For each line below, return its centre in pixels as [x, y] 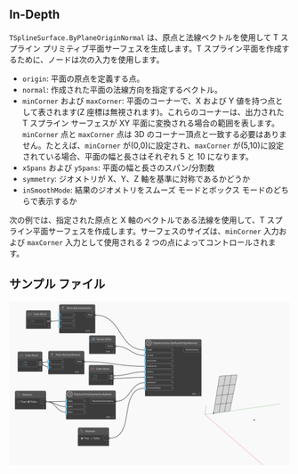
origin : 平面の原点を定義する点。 [83, 78]
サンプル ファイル [57, 284]
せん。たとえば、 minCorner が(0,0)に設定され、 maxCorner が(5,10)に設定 [153, 145]
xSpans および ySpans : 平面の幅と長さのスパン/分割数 [118, 168]
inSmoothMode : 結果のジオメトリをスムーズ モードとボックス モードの [148, 190]
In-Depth [35, 15]
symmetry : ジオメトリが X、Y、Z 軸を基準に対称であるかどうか [136, 178]
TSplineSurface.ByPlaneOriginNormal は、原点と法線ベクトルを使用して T [144, 37]
